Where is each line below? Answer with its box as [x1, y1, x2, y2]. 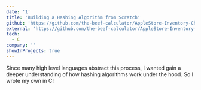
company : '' [6, 43, 36, 49]
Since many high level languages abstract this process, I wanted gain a [6, 64, 181, 71]
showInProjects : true [6, 48, 60, 54]
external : [6, 25, 31, 32]
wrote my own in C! [6, 77, 54, 84]
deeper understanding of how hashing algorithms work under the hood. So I [6, 70, 193, 78]
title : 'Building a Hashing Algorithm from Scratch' [6, 14, 141, 20]
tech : [6, 31, 20, 37]
